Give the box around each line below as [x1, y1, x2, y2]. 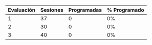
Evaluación [8, 7, 36, 13]
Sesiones [40, 7, 64, 13]
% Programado [106, 7, 144, 13]
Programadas [68, 7, 102, 13]
